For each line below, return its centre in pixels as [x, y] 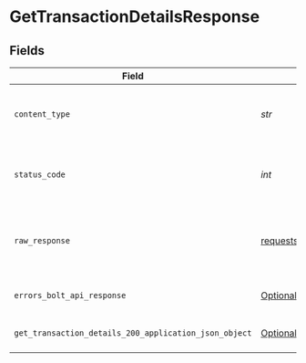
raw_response [42, 240]
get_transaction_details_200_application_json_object [133, 333]
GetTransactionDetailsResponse [135, 17]
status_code [40, 175]
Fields [27, 51]
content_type [42, 114]
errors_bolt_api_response [70, 295]
